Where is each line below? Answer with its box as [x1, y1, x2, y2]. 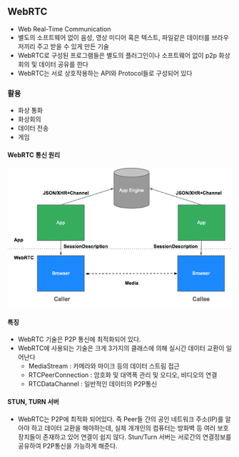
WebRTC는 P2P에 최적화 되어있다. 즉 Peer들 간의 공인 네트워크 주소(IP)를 [17, 414, 224, 423]
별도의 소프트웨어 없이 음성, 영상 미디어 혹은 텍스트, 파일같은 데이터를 [17, 33, 210, 41]
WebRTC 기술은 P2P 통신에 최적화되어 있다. [17, 335, 141, 343]
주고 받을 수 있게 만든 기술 [36, 42, 109, 51]
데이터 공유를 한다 [39, 60, 89, 69]
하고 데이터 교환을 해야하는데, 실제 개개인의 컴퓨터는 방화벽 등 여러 [31, 423, 216, 432]
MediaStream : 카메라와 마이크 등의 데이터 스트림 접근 [28, 362, 180, 371]
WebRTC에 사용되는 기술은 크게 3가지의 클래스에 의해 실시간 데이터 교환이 [17, 344, 225, 353]
